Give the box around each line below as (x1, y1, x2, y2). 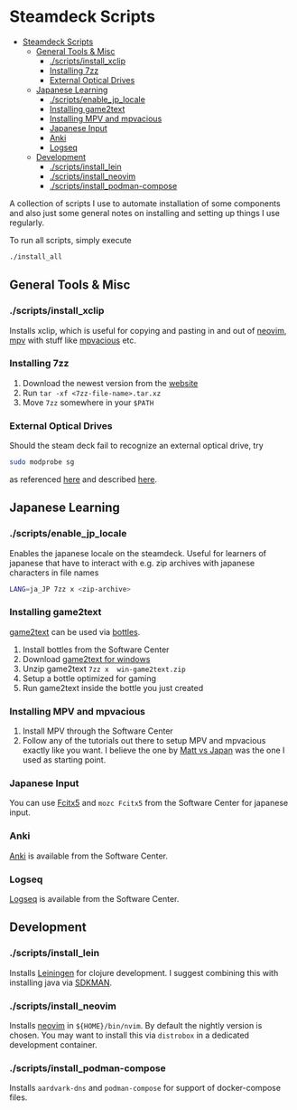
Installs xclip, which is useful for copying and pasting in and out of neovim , (9, 325, 287, 336)
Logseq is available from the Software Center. (9, 894, 180, 905)
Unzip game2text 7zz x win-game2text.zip (22, 663, 187, 674)
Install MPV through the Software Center (22, 726, 173, 736)
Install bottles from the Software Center (22, 644, 170, 655)
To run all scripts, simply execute (9, 234, 133, 245)
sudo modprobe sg (9, 458, 75, 467)
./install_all (9, 251, 63, 261)
